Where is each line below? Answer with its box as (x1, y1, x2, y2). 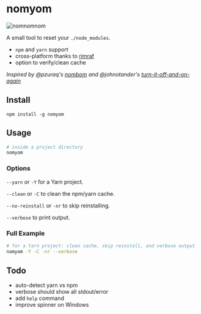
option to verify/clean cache (15, 59, 87, 66)
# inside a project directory (6, 144, 84, 150)
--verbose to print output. (6, 214, 70, 221)
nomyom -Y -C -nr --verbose (6, 249, 78, 255)
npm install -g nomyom (6, 111, 64, 118)
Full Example (6, 229, 45, 237)
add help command (15, 294, 64, 302)
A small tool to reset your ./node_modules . (6, 34, 111, 41)
